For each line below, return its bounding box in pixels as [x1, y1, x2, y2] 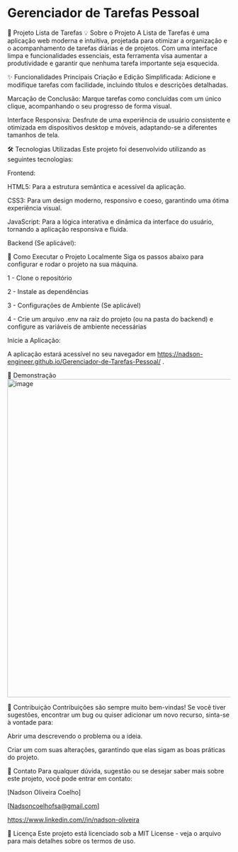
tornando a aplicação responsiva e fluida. [7, 225, 128, 233]
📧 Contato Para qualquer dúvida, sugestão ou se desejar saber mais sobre [7, 766, 225, 775]
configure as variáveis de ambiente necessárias [7, 322, 147, 331]
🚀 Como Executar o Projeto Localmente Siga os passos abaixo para [7, 252, 204, 261]
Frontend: [7, 169, 36, 177]
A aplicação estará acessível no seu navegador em [7, 349, 156, 358]
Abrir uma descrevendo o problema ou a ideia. [7, 732, 143, 740]
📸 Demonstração [7, 370, 57, 380]
